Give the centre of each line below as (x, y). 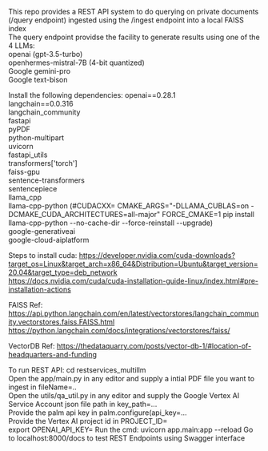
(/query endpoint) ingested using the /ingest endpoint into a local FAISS (126, 20)
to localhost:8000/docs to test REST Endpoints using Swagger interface (127, 438)
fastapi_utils (28, 155)
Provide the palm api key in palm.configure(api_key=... (98, 413)
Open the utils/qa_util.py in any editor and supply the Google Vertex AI (124, 395)
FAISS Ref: (26, 305)
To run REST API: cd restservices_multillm (77, 370)
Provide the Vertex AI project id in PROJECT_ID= (88, 421)
